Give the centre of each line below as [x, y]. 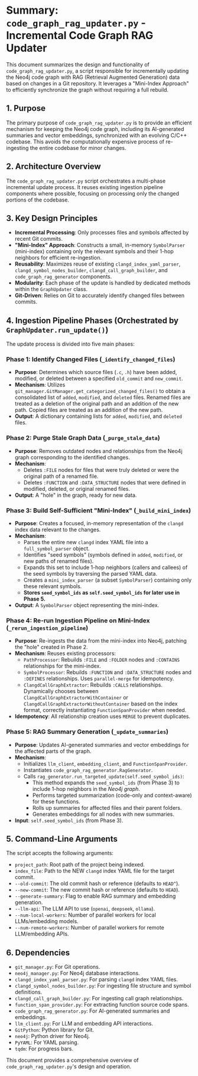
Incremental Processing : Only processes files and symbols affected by [102, 232]
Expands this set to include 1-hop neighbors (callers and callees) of [106, 567]
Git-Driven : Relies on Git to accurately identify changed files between [100, 296]
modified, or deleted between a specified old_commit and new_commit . [99, 379]
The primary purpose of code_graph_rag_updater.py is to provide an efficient [99, 123]
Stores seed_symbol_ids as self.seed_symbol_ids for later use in [102, 593]
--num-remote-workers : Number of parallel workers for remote [89, 928]
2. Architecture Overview [54, 167]
